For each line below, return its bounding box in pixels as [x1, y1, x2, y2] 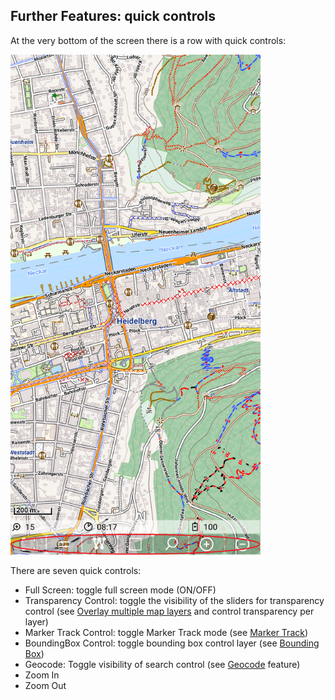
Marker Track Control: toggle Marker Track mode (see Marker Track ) [24, 626, 309, 638]
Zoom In [24, 669, 60, 681]
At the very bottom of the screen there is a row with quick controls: [10, 34, 287, 46]
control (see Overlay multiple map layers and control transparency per [24, 605, 315, 617]
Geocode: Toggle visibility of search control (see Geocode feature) [24, 658, 301, 670]
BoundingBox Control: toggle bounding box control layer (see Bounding [24, 637, 320, 649]
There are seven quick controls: [10, 564, 142, 576]
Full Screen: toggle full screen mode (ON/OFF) [24, 584, 217, 596]
